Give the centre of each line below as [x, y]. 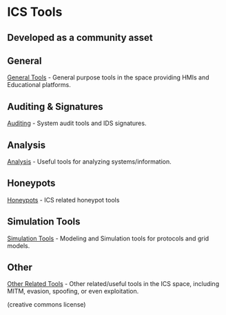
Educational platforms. [39, 85]
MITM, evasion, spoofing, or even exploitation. [73, 292]
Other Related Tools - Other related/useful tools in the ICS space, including [113, 284]
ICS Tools [35, 12]
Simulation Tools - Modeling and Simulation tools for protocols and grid [108, 238]
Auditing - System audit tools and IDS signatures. [77, 123]
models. [19, 245]
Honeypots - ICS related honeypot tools [63, 200]
